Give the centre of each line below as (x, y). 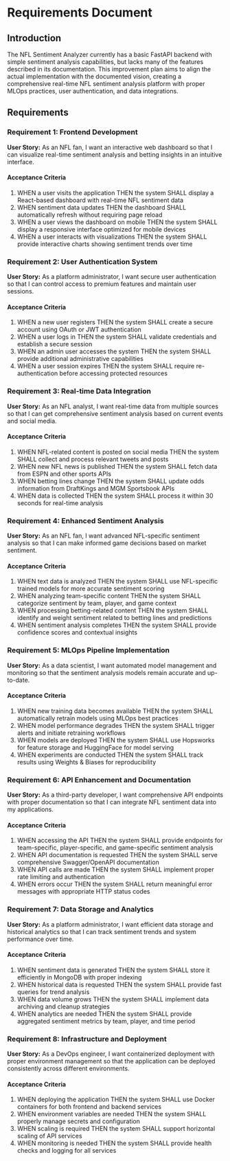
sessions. (21, 291)
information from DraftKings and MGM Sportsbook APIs (96, 488)
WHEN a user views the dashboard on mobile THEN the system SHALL (117, 222)
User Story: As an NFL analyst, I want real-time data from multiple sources (113, 406)
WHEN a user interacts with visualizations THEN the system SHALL (112, 236)
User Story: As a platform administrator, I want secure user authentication (112, 277)
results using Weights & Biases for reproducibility (87, 762)
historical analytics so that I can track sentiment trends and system (102, 931)
